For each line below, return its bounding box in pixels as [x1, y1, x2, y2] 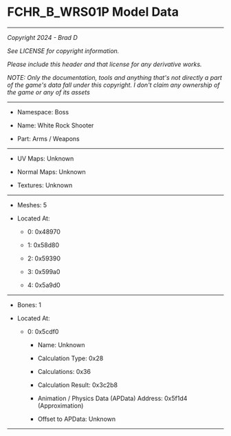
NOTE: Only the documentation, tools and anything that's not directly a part [7, 73, 222, 81]
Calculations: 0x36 [37, 367, 91, 375]
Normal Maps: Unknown [16, 167, 86, 176]
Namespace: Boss [16, 107, 69, 116]
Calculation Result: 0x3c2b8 [37, 380, 118, 389]
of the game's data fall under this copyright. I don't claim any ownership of [7, 81, 220, 89]
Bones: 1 [16, 300, 41, 309]
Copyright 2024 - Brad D [7, 33, 78, 41]
